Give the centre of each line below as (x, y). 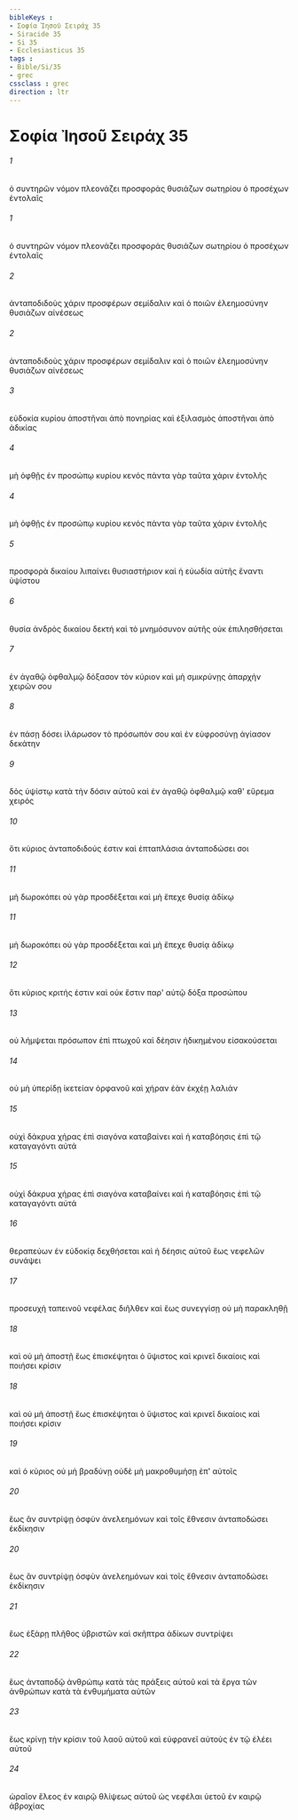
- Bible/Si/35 (35, 68)
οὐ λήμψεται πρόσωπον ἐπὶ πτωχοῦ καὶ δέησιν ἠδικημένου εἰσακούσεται (143, 1041)
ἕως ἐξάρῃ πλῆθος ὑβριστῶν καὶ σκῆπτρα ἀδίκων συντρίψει (121, 1634)
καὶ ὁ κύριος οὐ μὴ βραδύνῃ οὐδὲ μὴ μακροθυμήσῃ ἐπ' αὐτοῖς (123, 1471)
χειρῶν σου (31, 686)
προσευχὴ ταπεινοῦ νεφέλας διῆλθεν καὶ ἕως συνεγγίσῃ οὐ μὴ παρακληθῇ (149, 1309)
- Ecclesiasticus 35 (47, 51)
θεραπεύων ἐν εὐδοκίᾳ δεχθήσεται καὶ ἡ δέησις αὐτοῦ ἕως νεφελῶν (137, 1251)
